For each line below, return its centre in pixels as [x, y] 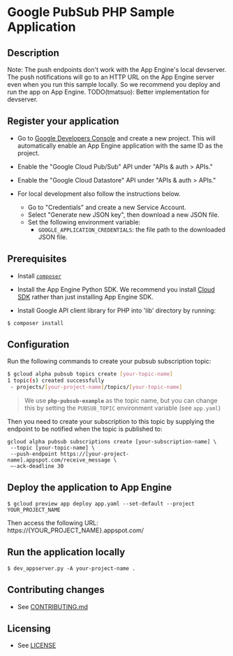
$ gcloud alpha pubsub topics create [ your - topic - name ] [90, 374]
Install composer [39, 276]
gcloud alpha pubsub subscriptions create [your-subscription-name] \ [112, 442]
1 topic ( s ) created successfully [56, 381]
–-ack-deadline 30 [37, 466]
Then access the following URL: [53, 522]
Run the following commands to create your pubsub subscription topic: [109, 362]
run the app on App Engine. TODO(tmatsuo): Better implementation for [108, 92]
